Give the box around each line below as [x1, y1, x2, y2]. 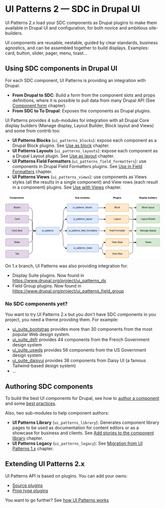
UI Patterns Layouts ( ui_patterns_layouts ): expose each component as [12, 147, 158, 153]
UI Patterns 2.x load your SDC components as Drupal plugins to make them [5, 20, 157, 26]
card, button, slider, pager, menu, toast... [5, 50, 87, 56]
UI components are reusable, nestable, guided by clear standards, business [5, 39, 158, 45]
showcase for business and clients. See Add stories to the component [12, 430, 154, 436]
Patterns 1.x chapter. [12, 446, 54, 452]
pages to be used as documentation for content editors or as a [12, 425, 139, 431]
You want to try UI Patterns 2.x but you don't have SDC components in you [5, 311, 156, 317]
